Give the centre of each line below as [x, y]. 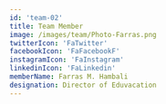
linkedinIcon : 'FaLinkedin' [63, 69]
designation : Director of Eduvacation [83, 85]
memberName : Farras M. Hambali [69, 77]
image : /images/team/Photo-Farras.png [83, 34]
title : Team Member [47, 26]
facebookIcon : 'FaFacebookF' [65, 52]
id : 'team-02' [36, 18]
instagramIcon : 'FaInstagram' [67, 60]
